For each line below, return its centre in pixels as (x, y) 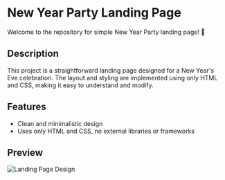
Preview (25, 153)
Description (33, 54)
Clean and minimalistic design (60, 123)
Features (27, 107)
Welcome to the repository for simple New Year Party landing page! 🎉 (106, 32)
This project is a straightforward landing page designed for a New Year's (111, 70)
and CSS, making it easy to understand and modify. (80, 85)
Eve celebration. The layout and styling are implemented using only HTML (112, 78)
